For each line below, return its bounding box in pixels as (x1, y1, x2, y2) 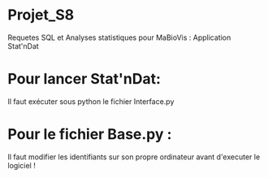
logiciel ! (7, 160, 36, 170)
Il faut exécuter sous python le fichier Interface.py (7, 96, 175, 106)
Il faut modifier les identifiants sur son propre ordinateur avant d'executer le (7, 152, 261, 162)
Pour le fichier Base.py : (7, 125, 172, 144)
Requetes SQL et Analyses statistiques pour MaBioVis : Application (7, 33, 231, 42)
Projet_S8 (7, 6, 75, 24)
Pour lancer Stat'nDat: (7, 70, 162, 89)
